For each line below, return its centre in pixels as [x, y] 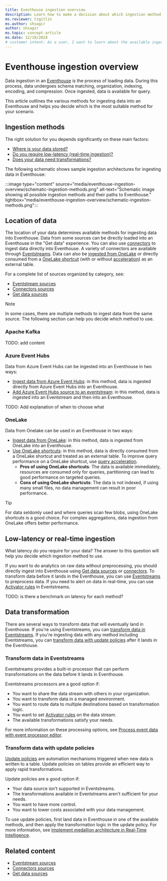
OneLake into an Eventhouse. [42, 446]
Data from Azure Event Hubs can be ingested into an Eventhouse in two [79, 366]
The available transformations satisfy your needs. [63, 720]
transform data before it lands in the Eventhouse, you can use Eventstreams [83, 576]
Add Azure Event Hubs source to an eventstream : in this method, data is [86, 392]
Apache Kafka [23, 332]
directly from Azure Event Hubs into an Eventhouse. [65, 386]
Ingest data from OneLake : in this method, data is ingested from [78, 440]
